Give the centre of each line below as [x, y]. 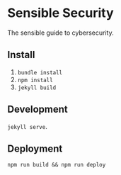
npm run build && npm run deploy [57, 165]
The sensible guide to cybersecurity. [61, 33]
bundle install [40, 72]
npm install [35, 80]
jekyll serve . [27, 126]
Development [38, 109]
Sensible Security [61, 13]
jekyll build [37, 87]
